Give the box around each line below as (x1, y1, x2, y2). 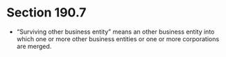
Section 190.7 (6, 5, 87, 21)
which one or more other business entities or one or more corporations (16, 34, 220, 43)
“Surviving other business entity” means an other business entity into (16, 27, 215, 36)
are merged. (16, 42, 52, 50)
